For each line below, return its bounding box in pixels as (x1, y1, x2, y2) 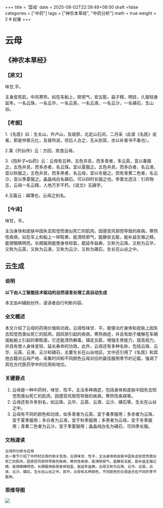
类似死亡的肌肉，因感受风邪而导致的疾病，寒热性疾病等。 (20, 393, 136, 399)
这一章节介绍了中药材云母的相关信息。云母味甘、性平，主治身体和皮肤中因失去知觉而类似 (5, 454, 157, 459)
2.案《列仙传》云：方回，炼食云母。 (5, 147, 77, 154)
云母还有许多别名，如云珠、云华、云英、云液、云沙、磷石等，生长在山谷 (12, 399, 157, 405)
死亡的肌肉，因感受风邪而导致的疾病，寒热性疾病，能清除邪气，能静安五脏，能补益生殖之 (5, 459, 157, 464)
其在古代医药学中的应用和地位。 (5, 361, 69, 367)
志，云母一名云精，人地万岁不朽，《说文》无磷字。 (5, 182, 105, 188)
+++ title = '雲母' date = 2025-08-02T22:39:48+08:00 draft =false (5, 4, 138, 10)
